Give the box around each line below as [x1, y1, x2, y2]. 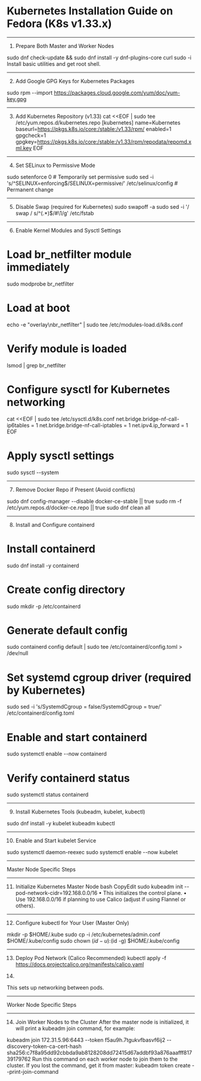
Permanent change [7, 186, 54, 193]
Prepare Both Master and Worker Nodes [15, 42, 115, 49]
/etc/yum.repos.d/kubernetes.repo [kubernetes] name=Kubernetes [15, 119, 181, 126]
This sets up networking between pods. [7, 984, 104, 991]
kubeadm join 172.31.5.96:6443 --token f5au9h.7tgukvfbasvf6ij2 [7, 1037, 166, 1044]
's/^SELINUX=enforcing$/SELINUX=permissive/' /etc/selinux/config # [7, 180, 178, 187]
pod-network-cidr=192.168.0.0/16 [15, 889, 98, 897]
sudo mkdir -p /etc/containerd [7, 603, 81, 610]
